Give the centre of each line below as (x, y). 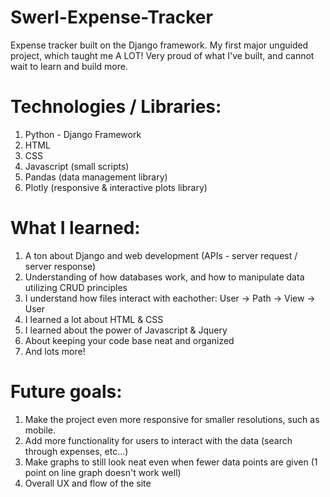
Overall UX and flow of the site (88, 483)
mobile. (40, 430)
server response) (60, 266)
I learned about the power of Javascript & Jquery (126, 330)
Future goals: (66, 392)
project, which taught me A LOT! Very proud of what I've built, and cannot (162, 55)
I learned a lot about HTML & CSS (94, 319)
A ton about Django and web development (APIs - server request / (161, 255)
